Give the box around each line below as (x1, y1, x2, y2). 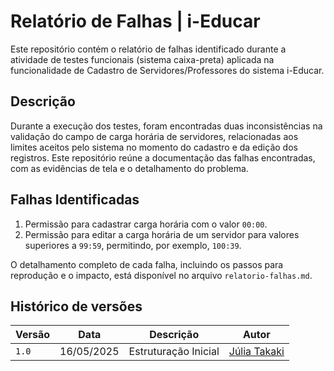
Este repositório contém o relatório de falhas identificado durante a (10, 43, 287, 55)
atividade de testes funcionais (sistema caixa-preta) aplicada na (10, 53, 275, 65)
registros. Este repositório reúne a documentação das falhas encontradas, (10, 151, 316, 164)
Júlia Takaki (228, 345, 285, 359)
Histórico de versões (10, 298, 143, 315)
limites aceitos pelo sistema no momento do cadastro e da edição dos (10, 141, 298, 153)
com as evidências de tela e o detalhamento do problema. (10, 162, 249, 174)
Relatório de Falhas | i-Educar (10, 10, 261, 33)
